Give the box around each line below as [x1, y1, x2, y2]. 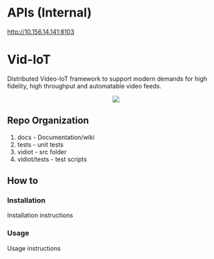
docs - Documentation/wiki [17, 133, 95, 141]
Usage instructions [7, 244, 61, 252]
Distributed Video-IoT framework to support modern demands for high [7, 74, 208, 83]
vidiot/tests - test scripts [17, 155, 88, 163]
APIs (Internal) [7, 5, 92, 21]
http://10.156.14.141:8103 [7, 28, 75, 36]
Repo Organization [7, 115, 90, 127]
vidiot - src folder [17, 147, 67, 156]
